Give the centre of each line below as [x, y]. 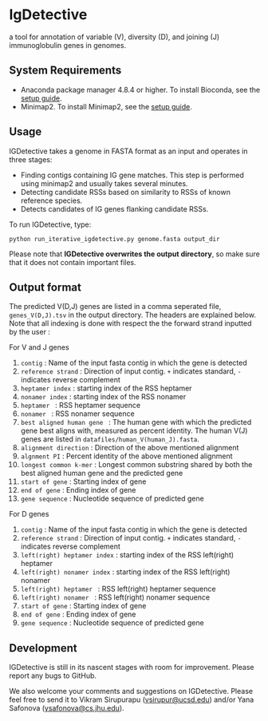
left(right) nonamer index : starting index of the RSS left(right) [125, 572]
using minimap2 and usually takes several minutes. [104, 183]
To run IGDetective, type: [50, 224]
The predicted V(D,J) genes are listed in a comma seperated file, [115, 307]
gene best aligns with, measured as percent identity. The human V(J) [134, 431]
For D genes [29, 514]
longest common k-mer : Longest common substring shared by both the [136, 465]
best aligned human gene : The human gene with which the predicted [136, 422]
